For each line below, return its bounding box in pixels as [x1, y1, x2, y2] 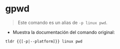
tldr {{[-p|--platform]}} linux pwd [5, 38, 83, 44]
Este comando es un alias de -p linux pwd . [17, 19, 108, 25]
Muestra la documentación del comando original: [12, 29, 115, 35]
